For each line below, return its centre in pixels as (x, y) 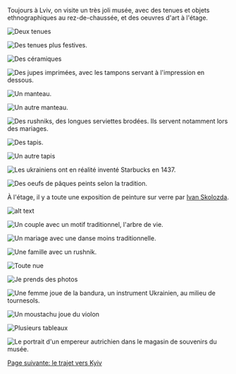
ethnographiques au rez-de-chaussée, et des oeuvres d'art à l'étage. (108, 18)
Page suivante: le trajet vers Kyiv (55, 363)
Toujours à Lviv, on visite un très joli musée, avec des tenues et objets (108, 10)
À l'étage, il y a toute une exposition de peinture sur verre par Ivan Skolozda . (118, 197)
